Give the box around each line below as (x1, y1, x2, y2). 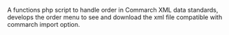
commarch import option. (7, 21, 80, 28)
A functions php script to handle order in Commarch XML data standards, (7, 6, 219, 14)
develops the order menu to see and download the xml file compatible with (7, 13, 223, 21)
